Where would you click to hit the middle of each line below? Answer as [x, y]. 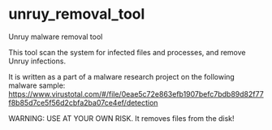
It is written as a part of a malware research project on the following [122, 76]
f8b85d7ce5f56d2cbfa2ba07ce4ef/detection [83, 102]
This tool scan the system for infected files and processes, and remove [127, 52]
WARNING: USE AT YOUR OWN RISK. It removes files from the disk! [121, 118]
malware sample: [37, 85]
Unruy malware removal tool [56, 37]
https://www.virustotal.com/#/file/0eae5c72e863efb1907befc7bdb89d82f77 [136, 93]
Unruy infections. [37, 61]
